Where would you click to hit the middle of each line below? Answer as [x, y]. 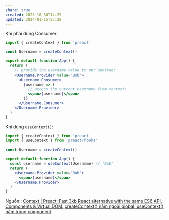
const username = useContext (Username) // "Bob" [62, 164]
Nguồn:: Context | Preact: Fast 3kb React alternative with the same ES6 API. [84, 201]
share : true [18, 10]
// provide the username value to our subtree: [65, 70]
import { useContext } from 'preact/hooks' [52, 141]
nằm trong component [28, 212]
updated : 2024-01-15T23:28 [33, 19]
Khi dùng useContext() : [29, 127]
